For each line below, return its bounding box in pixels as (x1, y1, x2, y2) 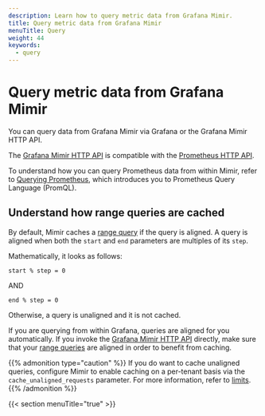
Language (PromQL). (8, 183, 77, 192)
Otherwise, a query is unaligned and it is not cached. (8, 310, 181, 319)
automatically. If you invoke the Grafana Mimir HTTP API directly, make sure (8, 334, 257, 343)
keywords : (8, 42, 41, 50)
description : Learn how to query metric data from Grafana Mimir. (8, 11, 233, 20)
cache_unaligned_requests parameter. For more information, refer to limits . (8, 374, 251, 384)
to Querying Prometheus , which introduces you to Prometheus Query (8, 174, 236, 184)
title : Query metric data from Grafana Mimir (8, 19, 162, 27)
